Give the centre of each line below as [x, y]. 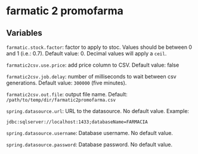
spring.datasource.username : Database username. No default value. [89, 133]
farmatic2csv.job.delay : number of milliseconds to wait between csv [92, 76]
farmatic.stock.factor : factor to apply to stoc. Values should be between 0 [99, 47]
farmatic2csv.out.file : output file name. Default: [67, 94]
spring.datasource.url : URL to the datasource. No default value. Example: [98, 111]
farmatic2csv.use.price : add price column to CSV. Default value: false [93, 65]
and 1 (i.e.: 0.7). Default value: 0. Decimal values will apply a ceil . [86, 54]
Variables [24, 33]
